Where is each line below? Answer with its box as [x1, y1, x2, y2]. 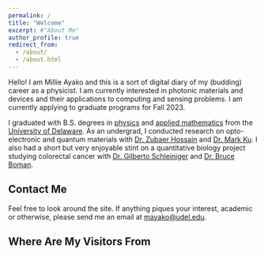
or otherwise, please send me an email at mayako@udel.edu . [8, 212, 207, 221]
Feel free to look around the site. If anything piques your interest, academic [8, 203, 253, 213]
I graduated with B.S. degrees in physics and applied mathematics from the [8, 118, 253, 127]
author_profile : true [8, 33, 80, 42]
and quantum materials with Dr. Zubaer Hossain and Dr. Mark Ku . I [42, 134, 258, 144]
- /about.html [15, 56, 62, 64]
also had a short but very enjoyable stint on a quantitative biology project [8, 143, 246, 152]
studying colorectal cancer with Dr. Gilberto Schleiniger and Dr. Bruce [8, 151, 235, 160]
